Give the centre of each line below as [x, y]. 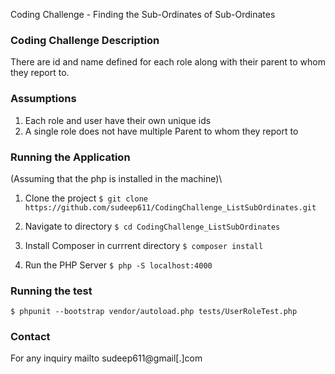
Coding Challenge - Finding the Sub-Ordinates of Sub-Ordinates [143, 14]
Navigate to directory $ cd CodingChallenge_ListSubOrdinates [152, 226]
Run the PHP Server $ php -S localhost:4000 [118, 265]
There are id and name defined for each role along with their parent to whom [168, 62]
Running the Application [70, 157]
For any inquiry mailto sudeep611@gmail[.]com [106, 358]
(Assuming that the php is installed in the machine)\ [116, 178]
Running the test [51, 291]
